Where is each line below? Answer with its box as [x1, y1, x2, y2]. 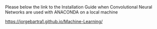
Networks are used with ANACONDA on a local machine [5, 9, 118, 15]
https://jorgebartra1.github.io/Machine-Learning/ [5, 19, 103, 24]
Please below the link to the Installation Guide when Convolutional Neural [5, 4, 153, 10]
